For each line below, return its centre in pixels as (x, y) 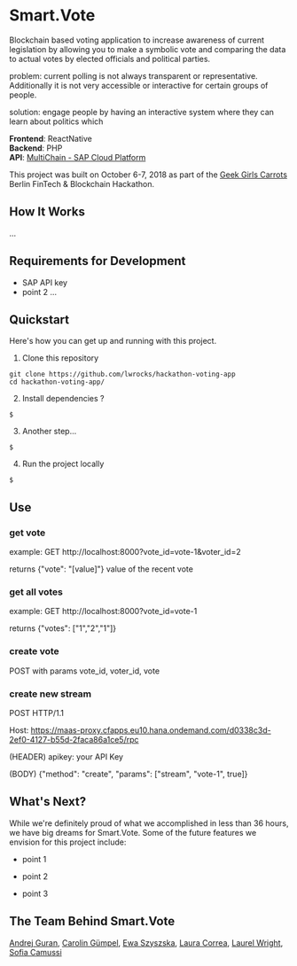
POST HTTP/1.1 (37, 713)
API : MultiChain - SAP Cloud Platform (78, 157)
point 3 (35, 893)
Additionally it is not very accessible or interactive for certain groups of (139, 85)
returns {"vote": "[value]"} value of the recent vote (101, 569)
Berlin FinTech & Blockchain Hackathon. (82, 183)
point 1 (34, 859)
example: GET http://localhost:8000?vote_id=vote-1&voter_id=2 (125, 552)
